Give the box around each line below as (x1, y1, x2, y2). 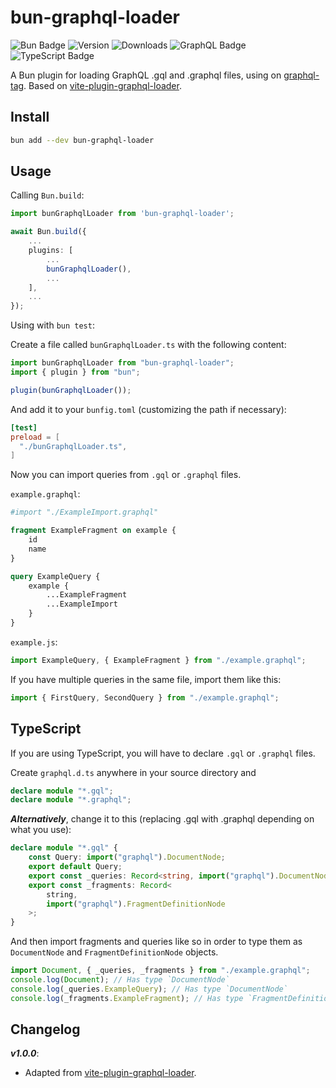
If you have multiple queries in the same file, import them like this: (10, 673, 282, 685)
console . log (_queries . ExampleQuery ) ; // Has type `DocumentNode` (10, 984, 288, 994)
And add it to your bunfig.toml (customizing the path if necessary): (10, 403, 287, 415)
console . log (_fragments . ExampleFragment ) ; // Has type (10, 993, 244, 1003)
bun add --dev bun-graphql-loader (10, 135, 155, 145)
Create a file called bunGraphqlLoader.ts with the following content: (10, 339, 287, 351)
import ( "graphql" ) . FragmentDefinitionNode (46, 899, 226, 909)
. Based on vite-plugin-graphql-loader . (23, 79, 182, 91)
